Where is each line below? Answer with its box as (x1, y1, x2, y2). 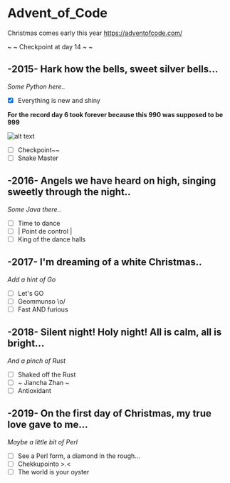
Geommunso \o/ (17, 297, 66, 305)
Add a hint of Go (7, 275, 56, 284)
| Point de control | (17, 226, 73, 235)
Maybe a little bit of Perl (7, 437, 78, 446)
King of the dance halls (17, 234, 86, 244)
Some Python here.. (7, 82, 66, 91)
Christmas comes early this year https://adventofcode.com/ (7, 29, 183, 37)
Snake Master (17, 154, 59, 162)
